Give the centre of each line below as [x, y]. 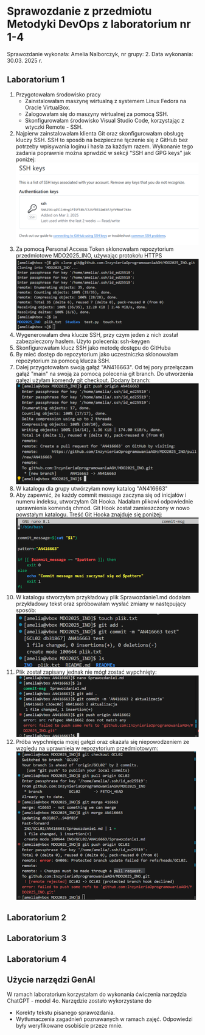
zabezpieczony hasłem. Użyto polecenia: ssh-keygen [83, 341]
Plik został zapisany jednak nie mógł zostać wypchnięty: [86, 672]
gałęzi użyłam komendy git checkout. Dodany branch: [83, 380]
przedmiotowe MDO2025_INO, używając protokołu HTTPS [89, 255]
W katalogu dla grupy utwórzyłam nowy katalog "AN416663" [92, 488]
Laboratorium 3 [37, 938]
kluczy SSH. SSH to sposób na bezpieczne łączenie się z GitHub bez [102, 140]
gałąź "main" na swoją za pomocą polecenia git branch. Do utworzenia [104, 374]
